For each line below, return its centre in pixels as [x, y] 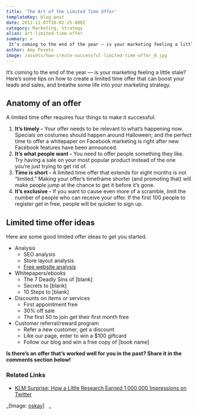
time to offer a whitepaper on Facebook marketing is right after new [97, 141]
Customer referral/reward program [57, 323]
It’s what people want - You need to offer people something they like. [99, 154]
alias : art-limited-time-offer [44, 34]
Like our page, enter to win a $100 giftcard [75, 336]
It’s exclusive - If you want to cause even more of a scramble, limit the [100, 192]
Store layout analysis [49, 261]
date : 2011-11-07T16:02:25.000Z [46, 22]
